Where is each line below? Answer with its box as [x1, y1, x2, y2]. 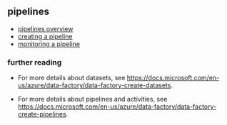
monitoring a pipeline [17, 39, 81, 48]
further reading [7, 57, 62, 67]
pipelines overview [17, 24, 74, 33]
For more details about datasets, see [17, 74, 126, 82]
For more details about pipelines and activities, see [17, 95, 168, 104]
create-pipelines [17, 110, 66, 119]
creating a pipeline [17, 32, 73, 40]
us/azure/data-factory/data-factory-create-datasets [17, 81, 171, 89]
